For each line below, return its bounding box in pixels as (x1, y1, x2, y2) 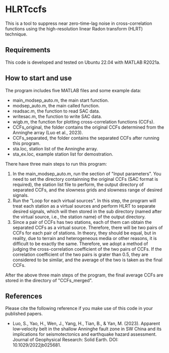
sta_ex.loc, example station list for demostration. (12, 151, 114, 157)
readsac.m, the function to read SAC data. (12, 108, 100, 114)
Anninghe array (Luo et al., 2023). (12, 129, 83, 135)
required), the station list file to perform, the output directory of (12, 181, 144, 187)
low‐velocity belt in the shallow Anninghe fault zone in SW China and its (12, 326, 162, 332)
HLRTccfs (5, 4, 47, 15)
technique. (5, 31, 28, 37)
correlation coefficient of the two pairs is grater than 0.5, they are (12, 251, 149, 257)
